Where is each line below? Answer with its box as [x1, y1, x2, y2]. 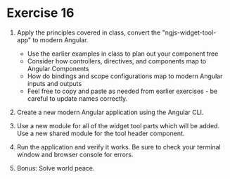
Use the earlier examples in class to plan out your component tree [27, 49, 219, 58]
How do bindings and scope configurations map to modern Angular [27, 72, 223, 80]
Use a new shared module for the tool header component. [16, 129, 185, 137]
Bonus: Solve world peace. [16, 163, 95, 172]
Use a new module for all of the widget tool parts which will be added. [16, 121, 219, 130]
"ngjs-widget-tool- [162, 28, 217, 37]
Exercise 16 [6, 5, 75, 21]
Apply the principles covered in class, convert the [16, 28, 161, 37]
